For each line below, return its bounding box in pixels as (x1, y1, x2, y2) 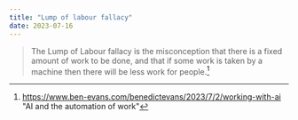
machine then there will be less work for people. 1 (30, 64, 210, 76)
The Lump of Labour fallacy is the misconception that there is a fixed (30, 45, 283, 56)
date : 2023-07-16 (9, 21, 74, 30)
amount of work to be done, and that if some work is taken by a (30, 55, 263, 66)
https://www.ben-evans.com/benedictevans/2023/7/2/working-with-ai (21, 92, 281, 102)
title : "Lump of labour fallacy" (9, 12, 133, 22)
